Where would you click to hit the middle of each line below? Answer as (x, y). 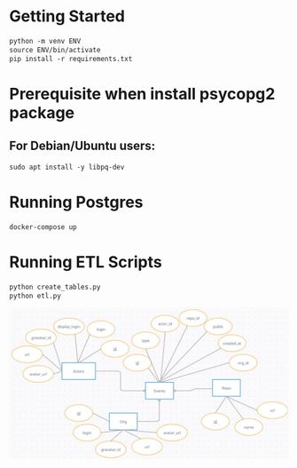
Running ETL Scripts (86, 262)
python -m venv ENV (45, 41)
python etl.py (35, 296)
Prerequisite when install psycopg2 (142, 94)
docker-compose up (43, 227)
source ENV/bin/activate (55, 50)
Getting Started (67, 16)
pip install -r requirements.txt (71, 59)
